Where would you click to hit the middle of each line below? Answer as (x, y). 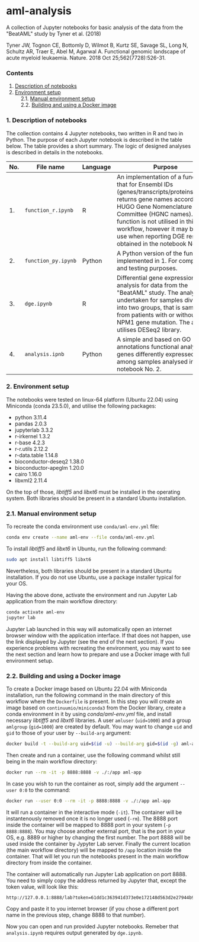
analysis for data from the (152, 285)
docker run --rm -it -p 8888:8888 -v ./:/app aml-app (74, 772)
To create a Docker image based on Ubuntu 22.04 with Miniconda (86, 689)
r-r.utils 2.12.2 (31, 448)
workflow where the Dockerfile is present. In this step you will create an (94, 701)
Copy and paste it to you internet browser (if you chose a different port (92, 909)
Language (97, 167)
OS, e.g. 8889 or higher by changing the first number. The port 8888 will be (98, 837)
